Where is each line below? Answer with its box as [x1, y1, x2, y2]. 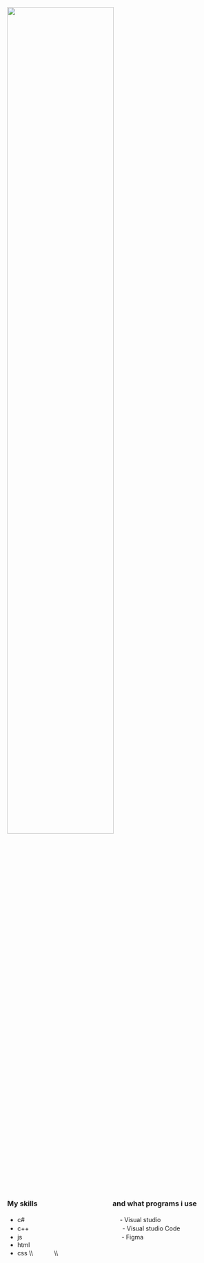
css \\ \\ [17, 1249, 59, 1257]
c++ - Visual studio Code [17, 1224, 181, 1233]
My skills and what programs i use [7, 1199, 198, 1208]
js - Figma [17, 1233, 144, 1242]
